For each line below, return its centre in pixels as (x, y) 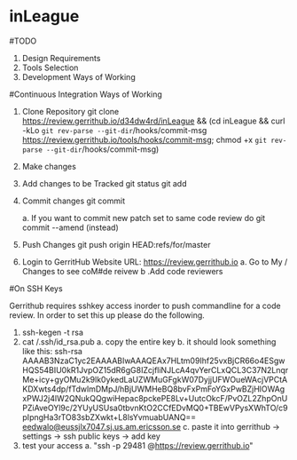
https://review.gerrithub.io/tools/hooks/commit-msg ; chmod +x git (145, 139)
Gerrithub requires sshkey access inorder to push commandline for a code (145, 305)
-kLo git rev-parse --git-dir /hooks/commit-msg (114, 130)
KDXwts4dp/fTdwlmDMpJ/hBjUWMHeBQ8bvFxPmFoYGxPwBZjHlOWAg (153, 389)
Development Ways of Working (78, 76)
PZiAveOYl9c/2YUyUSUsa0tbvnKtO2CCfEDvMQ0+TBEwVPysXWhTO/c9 (155, 408)
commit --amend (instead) (70, 227)
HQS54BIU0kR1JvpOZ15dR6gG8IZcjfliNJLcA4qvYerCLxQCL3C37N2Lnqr (155, 369)
